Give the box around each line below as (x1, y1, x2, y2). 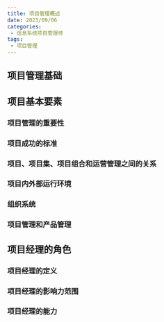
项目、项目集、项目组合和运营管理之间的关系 (7, 159, 157, 169)
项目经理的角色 (7, 244, 72, 255)
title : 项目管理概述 (7, 10, 60, 17)
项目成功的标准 (7, 138, 58, 148)
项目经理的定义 (7, 266, 58, 276)
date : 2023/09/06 (7, 17, 58, 24)
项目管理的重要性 (7, 118, 65, 128)
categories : (7, 23, 42, 30)
